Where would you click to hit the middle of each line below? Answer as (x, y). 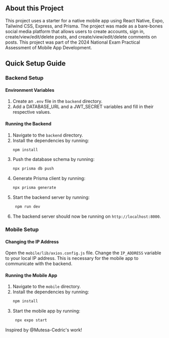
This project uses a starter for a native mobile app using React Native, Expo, (84, 20)
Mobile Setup (22, 229)
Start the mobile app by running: (46, 311)
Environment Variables (30, 90)
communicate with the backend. (39, 264)
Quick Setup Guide (36, 64)
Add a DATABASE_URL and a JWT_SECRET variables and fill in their (83, 107)
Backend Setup (25, 78)
